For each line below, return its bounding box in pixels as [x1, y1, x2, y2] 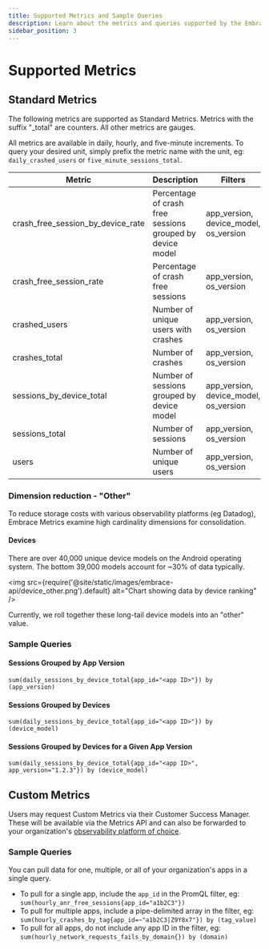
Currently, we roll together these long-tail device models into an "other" [8, 610, 244, 620]
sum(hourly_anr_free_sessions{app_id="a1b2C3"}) [19, 899, 186, 907]
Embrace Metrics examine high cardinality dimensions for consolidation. [8, 517, 247, 527]
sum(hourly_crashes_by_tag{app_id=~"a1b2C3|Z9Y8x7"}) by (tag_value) [19, 915, 258, 924]
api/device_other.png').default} [8, 586, 110, 596]
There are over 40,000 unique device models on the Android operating [8, 553, 242, 563]
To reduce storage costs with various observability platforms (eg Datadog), [8, 508, 256, 518]
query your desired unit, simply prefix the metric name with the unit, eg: [8, 147, 245, 156]
